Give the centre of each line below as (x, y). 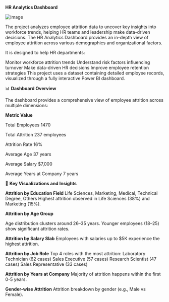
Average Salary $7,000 (29, 164)
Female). (14, 294)
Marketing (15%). (23, 204)
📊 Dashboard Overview (31, 88)
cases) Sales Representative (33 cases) (46, 264)
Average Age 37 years (28, 154)
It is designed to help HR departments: (45, 53)
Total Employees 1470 (28, 125)
